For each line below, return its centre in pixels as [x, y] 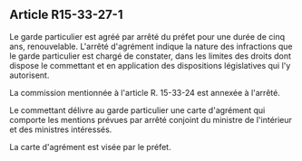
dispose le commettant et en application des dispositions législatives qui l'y [150, 65]
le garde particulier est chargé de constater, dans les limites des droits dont [151, 56]
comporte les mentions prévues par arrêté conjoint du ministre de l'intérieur [151, 119]
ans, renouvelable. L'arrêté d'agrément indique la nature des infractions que [151, 46]
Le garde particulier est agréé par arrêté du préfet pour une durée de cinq [147, 36]
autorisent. [29, 75]
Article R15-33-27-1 [66, 15]
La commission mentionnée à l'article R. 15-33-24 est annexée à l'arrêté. [145, 92]
